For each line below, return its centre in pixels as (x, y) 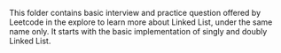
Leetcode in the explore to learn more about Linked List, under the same (141, 22)
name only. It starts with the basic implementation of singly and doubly (138, 31)
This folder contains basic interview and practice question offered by (135, 13)
